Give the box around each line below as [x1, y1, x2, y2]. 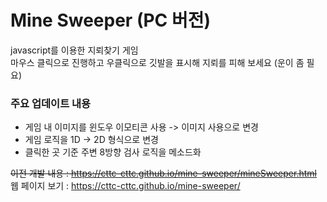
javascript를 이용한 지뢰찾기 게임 [10, 44, 139, 56]
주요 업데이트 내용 [10, 96, 92, 110]
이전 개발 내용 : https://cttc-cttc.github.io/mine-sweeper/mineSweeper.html [10, 167, 317, 180]
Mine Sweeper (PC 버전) [10, 9, 212, 32]
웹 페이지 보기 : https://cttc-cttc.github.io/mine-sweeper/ [10, 180, 241, 192]
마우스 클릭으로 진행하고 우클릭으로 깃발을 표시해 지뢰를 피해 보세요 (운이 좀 [10, 56, 305, 68]
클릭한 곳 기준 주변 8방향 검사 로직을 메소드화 [24, 146, 202, 158]
